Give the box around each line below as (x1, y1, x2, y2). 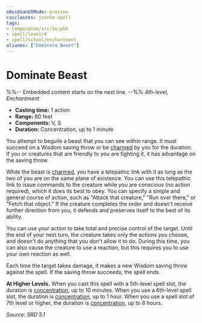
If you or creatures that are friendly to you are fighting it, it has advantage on (6, 150, 196, 157)
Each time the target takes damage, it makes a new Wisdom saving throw (6, 262, 188, 269)
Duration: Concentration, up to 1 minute (14, 125, 114, 133)
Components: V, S (14, 119, 61, 127)
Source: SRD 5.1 (6, 311, 46, 318)
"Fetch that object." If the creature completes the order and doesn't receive (6, 200, 193, 207)
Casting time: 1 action (14, 106, 70, 113)
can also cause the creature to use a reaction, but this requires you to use (6, 243, 189, 251)
